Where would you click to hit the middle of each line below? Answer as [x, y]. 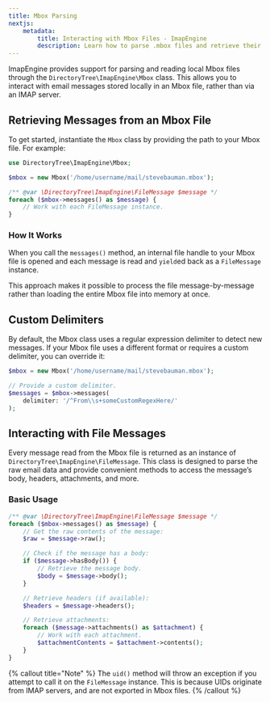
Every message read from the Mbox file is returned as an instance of [122, 453]
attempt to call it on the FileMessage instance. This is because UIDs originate [135, 682]
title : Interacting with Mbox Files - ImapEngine [122, 38]
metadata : [39, 31]
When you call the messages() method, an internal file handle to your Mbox [132, 253]
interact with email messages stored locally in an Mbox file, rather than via [132, 86]
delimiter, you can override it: [57, 356]
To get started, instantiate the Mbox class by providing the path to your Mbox [134, 139]
